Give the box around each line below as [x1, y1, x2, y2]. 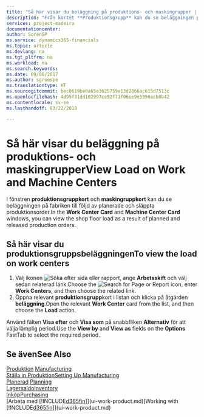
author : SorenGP [6, 32, 47, 38]
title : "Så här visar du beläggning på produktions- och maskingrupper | [6, 9, 197, 15]
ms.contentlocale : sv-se [6, 99, 69, 105]
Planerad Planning [6, 378, 52, 385]
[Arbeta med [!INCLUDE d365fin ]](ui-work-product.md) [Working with [6, 398, 179, 405]
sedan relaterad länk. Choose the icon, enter [15, 281, 198, 288]
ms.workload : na [6, 60, 47, 66]
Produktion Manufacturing [6, 365, 72, 373]
